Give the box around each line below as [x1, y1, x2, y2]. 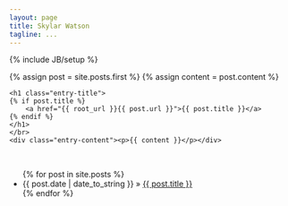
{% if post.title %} [9, 97, 87, 106]
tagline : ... [9, 30, 58, 39]
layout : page [9, 13, 58, 22]
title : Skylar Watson [9, 21, 90, 30]
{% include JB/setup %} [9, 55, 98, 65]
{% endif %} [9, 113, 54, 122]
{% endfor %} [21, 188, 74, 199]
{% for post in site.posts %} [21, 169, 125, 180]
